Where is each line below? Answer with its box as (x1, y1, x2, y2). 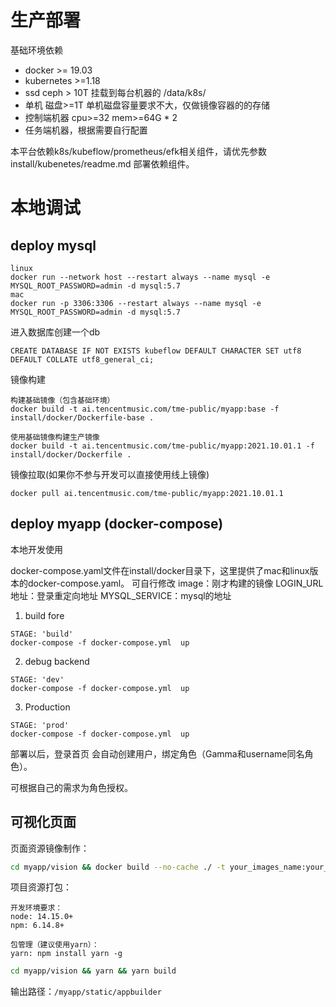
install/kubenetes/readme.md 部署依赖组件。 (10, 157, 195, 170)
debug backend (24, 655, 90, 667)
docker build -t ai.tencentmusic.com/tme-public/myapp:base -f (10, 404, 280, 414)
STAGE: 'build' (10, 629, 74, 639)
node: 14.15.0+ (10, 912, 74, 922)
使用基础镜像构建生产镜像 (10, 432, 100, 442)
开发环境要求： (10, 903, 63, 913)
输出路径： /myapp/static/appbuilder (10, 986, 162, 998)
